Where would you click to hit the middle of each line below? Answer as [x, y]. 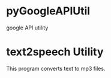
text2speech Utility [55, 52]
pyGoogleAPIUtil [48, 11]
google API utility [27, 28]
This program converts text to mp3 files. [56, 68]
